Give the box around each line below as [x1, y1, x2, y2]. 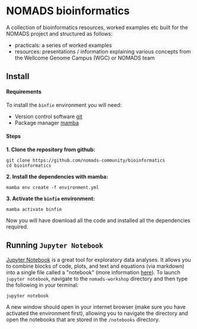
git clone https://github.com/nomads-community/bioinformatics [6, 157, 166, 163]
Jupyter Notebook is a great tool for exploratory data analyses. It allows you [6, 256, 191, 263]
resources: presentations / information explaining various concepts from [14, 48, 191, 55]
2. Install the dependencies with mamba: [6, 173, 108, 180]
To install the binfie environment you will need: [6, 101, 122, 108]
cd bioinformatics [6, 162, 51, 169]
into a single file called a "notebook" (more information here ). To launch [6, 268, 180, 276]
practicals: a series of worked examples [14, 42, 112, 49]
